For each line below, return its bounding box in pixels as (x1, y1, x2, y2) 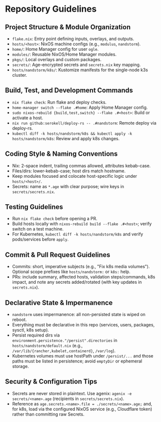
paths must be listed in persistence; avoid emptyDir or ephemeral (12, 358, 143, 364)
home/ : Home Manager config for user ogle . (12, 46, 99, 52)
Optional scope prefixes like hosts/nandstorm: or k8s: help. (12, 269, 130, 274)
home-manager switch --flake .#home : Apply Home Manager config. (12, 104, 148, 110)
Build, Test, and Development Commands (5, 86, 133, 95)
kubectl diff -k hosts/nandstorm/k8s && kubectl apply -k (12, 131, 132, 136)
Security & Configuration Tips (5, 378, 97, 386)
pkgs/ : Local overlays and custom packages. (12, 57, 102, 62)
